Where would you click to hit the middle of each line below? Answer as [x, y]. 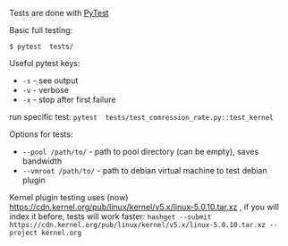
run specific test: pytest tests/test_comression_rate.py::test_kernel [142, 117]
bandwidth [42, 161]
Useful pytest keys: [45, 63]
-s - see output [50, 81]
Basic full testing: [41, 30]
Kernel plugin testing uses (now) [69, 197]
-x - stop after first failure [69, 99]
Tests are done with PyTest [59, 13]
